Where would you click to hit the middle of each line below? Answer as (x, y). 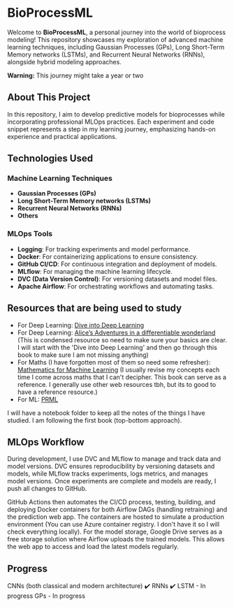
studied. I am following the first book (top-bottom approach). (95, 420)
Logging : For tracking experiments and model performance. (104, 249)
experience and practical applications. (62, 136)
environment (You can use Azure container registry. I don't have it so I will (114, 525)
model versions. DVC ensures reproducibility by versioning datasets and (111, 467)
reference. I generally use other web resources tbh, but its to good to (117, 384)
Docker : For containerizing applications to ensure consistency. (108, 256)
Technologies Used (50, 159)
